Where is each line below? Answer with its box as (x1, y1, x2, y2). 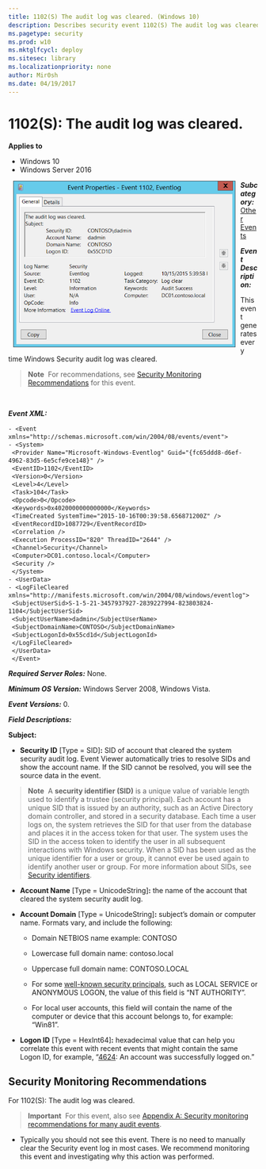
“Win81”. (31, 1019, 59, 1030)
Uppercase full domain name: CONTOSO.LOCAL (31, 964, 189, 973)
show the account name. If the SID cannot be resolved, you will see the (19, 762, 252, 772)
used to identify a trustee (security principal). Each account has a (27, 794, 241, 804)
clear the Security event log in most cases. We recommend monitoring (19, 1144, 250, 1153)
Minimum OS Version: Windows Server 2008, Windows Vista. (8, 684, 211, 693)
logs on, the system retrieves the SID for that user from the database (27, 819, 252, 829)
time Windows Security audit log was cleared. (8, 353, 158, 364)
